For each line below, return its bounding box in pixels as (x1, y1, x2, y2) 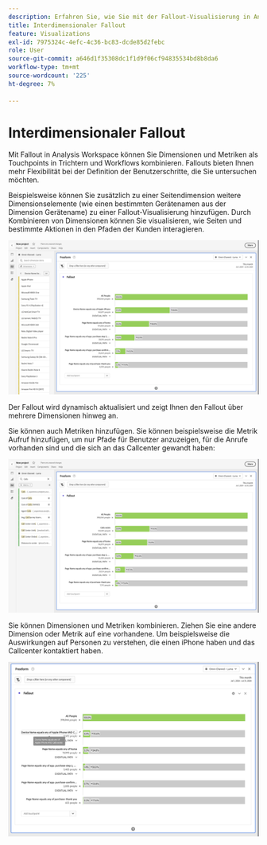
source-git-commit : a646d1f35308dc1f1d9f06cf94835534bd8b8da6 (8, 55, 219, 63)
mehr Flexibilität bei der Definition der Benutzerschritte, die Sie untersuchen (8, 167, 257, 177)
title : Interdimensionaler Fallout (8, 21, 126, 29)
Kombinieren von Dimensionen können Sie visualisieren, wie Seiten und (8, 216, 242, 226)
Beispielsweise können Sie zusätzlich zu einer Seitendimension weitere (8, 191, 242, 201)
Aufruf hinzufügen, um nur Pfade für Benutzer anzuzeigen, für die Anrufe (8, 434, 249, 444)
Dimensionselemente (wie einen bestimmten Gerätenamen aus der (8, 199, 226, 208)
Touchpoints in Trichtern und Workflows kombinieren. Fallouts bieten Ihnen (8, 158, 254, 168)
